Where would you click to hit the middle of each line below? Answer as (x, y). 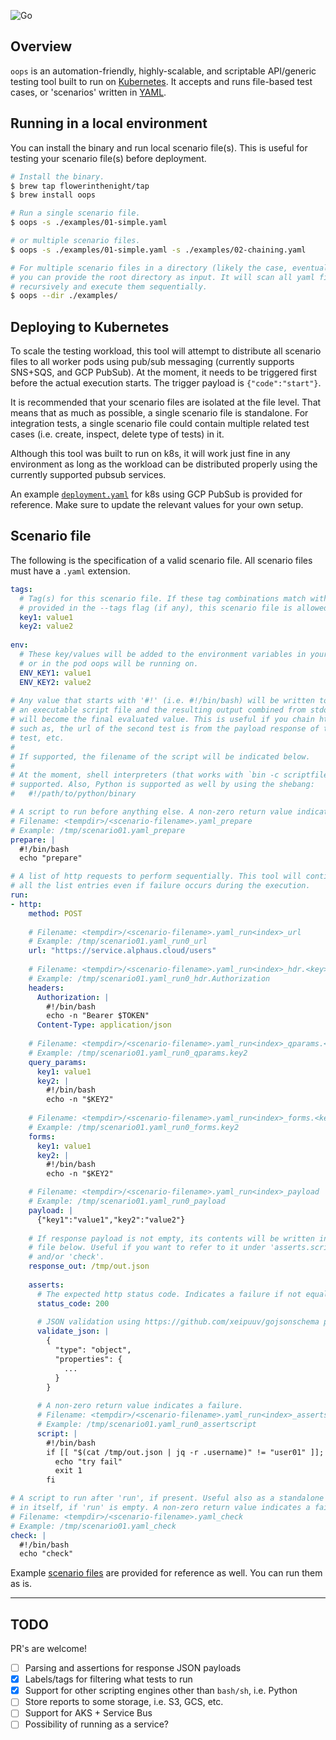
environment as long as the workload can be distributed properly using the (164, 464)
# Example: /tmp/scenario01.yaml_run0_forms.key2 (134, 1127)
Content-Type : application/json (104, 1025)
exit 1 (68, 1471)
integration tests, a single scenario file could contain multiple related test (160, 424)
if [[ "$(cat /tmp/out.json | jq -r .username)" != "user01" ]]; (185, 1452)
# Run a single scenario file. (75, 213)
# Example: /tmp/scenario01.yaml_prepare (98, 830)
